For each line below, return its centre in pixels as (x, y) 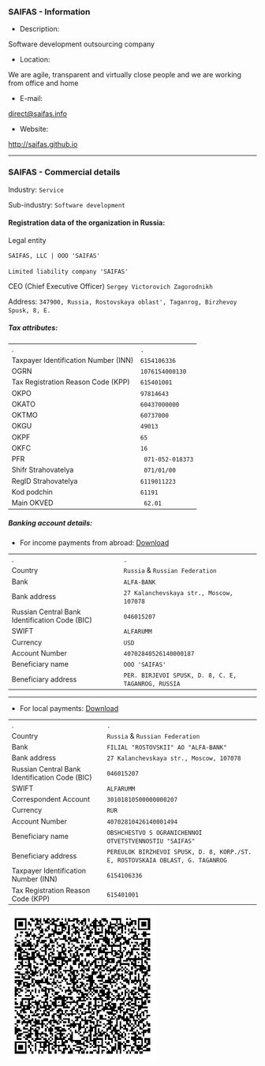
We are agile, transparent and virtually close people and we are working (125, 75)
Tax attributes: (33, 328)
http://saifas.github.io (43, 144)
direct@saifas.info (37, 114)
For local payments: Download (69, 708)
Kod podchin (32, 492)
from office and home (43, 83)
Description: (39, 29)
